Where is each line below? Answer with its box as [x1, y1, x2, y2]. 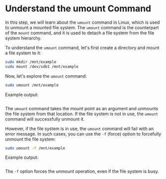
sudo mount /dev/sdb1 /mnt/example [5, 64, 79, 69]
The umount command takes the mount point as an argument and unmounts [5, 105, 159, 111]
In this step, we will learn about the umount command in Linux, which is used [5, 19, 160, 25]
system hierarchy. [5, 35, 42, 41]
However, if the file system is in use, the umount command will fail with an [5, 126, 154, 132]
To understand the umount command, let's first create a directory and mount [5, 45, 160, 50]
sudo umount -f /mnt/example [5, 145, 65, 151]
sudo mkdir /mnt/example [5, 59, 56, 64]
